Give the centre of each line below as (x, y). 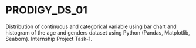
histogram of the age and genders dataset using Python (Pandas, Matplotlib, (98, 32)
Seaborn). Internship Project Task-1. (49, 39)
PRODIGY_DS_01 (46, 10)
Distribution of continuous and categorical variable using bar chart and (91, 26)
